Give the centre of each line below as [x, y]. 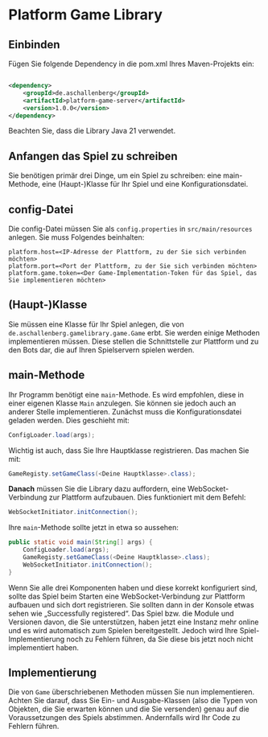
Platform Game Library [86, 15]
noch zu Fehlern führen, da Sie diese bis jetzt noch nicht [160, 639]
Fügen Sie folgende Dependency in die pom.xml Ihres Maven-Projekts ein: [132, 64]
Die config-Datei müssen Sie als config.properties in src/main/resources [130, 229]
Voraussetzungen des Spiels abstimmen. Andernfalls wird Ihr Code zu [124, 718]
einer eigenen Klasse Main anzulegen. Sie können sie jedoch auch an [122, 403]
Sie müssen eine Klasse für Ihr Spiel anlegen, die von [96, 324]
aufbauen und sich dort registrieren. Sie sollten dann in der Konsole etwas [132, 604]
